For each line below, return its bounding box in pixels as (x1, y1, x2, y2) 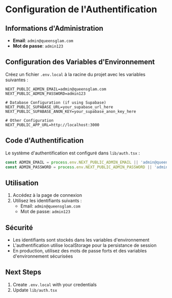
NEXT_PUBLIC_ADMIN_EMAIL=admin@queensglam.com (5, 86, 106, 91)
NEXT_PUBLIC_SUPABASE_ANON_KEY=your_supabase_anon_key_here (5, 109, 137, 114)
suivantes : (5, 77, 28, 83)
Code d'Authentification (5, 136, 84, 145)
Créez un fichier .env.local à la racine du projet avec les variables (5, 71, 146, 77)
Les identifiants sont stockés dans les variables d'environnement (12, 237, 149, 243)
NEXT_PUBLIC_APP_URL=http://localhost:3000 (5, 122, 100, 127)
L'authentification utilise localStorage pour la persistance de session (12, 242, 157, 248)
